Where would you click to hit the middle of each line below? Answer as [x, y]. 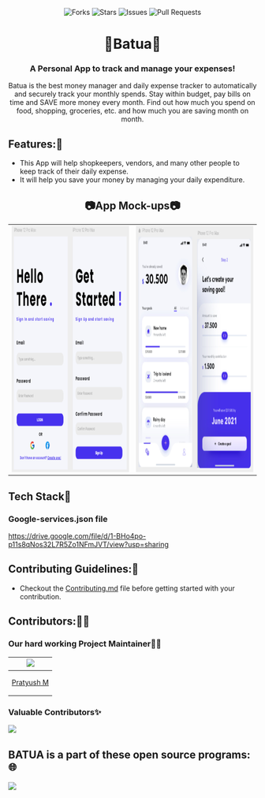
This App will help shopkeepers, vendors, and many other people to [130, 163]
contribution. [40, 596]
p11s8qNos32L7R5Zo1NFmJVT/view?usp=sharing [89, 545]
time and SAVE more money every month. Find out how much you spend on [132, 103]
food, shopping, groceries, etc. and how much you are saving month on [132, 111]
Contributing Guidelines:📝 [74, 569]
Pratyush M [30, 683]
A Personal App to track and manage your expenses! [132, 69]
